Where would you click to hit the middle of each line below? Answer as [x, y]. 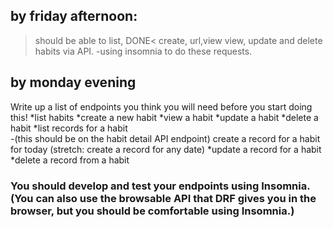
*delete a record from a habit [70, 160]
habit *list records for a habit [69, 128]
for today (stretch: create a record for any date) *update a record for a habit [166, 149]
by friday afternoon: [74, 16]
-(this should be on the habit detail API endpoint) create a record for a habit [165, 138]
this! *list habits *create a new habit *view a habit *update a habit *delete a [164, 117]
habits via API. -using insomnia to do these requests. [143, 51]
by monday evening [73, 82]
